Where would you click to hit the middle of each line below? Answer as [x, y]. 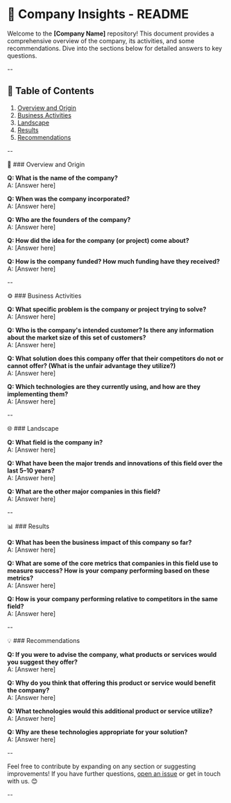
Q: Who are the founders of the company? [69, 219]
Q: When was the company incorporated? [69, 198]
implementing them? [37, 394]
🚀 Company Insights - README [98, 14]
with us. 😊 [23, 781]
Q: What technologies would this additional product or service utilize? [110, 711]
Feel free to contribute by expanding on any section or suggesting [102, 766]
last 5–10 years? [31, 470]
